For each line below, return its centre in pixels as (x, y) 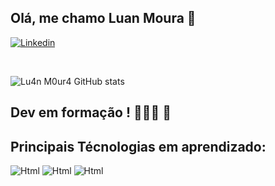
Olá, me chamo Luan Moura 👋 (103, 18)
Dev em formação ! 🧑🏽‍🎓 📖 (91, 112)
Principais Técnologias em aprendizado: (138, 146)
